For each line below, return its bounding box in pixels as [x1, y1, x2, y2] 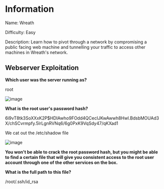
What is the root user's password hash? [5, 105, 88, 112]
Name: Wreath [5, 20, 34, 26]
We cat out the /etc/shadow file [5, 130, 69, 136]
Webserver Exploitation [5, 64, 79, 72]
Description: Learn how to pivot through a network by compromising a [5, 38, 147, 45]
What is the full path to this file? [5, 169, 71, 175]
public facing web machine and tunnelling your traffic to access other [5, 44, 146, 50]
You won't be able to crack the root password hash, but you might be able [5, 149, 158, 155]
